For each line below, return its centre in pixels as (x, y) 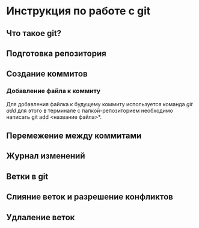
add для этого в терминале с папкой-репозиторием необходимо (90, 110)
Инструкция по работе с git (78, 11)
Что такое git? (34, 33)
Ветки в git (27, 176)
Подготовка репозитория (56, 53)
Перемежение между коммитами (74, 136)
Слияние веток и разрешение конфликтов (90, 197)
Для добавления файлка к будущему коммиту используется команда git (99, 104)
